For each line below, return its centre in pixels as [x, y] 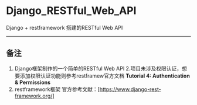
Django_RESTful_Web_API [71, 11]
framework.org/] [34, 96]
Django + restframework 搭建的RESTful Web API [64, 27]
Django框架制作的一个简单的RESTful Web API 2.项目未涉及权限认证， [98, 68]
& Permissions [33, 82]
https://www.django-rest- [130, 89]
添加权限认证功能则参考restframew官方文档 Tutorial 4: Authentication [105, 76]
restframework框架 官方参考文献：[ [57, 89]
